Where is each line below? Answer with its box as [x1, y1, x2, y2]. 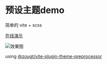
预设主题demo [5, 4, 65, 16]
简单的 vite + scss [5, 22, 42, 28]
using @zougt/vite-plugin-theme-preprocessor [5, 53, 102, 59]
